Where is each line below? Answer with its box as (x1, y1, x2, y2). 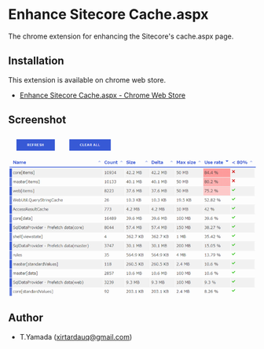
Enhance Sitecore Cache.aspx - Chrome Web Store (19, 90, 186, 100)
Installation (8, 54, 64, 68)
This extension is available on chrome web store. (8, 75, 167, 84)
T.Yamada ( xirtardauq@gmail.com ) (19, 332, 133, 341)
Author (8, 311, 43, 325)
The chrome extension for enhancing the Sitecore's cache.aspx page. (8, 31, 234, 41)
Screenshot (8, 113, 67, 127)
